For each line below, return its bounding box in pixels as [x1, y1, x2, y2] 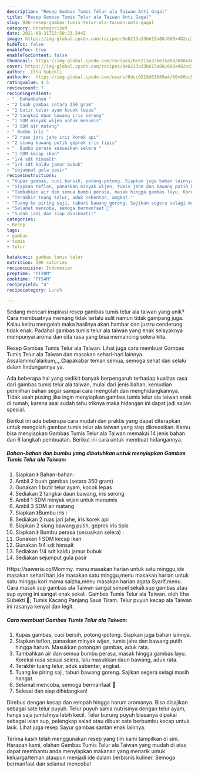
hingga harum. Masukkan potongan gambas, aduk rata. [15, 644, 149, 651]
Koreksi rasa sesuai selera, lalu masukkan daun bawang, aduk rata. [15, 656, 178, 663]
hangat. [15, 675, 34, 682]
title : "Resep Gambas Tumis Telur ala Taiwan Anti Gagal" [6, 14, 152, 20]
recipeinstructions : [6, 173, 58, 179]
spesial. [6, 406, 26, 413]
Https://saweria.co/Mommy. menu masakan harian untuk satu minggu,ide [6, 566, 184, 573]
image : [6, 36, 23, 42]
